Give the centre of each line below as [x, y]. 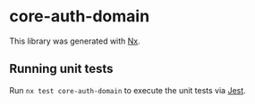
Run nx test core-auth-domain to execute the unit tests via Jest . [127, 90]
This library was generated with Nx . [75, 41]
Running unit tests [61, 69]
